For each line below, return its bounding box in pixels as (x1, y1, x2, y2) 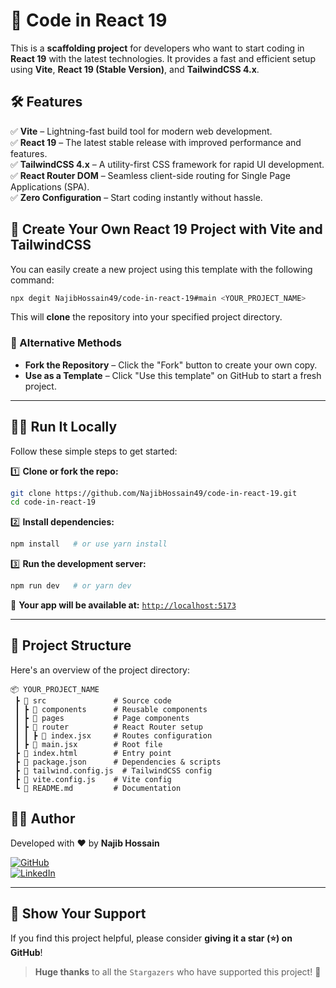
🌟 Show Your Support (10, 905, 147, 923)
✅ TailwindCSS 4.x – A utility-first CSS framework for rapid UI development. (10, 158, 325, 170)
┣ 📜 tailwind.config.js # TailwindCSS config (14, 765, 213, 776)
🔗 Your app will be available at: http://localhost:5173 (10, 599, 237, 611)
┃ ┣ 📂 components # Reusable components (14, 704, 208, 714)
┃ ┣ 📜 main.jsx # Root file (14, 739, 163, 749)
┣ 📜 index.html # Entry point (14, 748, 172, 758)
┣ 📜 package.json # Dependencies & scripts (14, 757, 222, 767)
